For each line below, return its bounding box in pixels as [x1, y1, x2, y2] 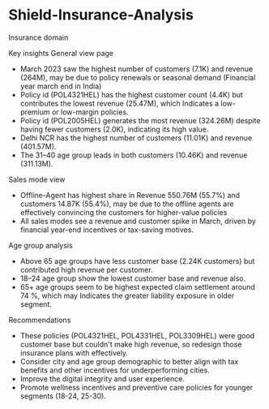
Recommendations [8, 315, 71, 325]
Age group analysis [8, 240, 73, 250]
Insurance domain [8, 32, 69, 42]
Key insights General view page [8, 48, 114, 58]
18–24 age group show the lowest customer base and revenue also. [19, 273, 246, 283]
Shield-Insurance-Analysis [8, 6, 194, 24]
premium [19, 107, 50, 117]
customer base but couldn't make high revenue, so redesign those [19, 339, 242, 349]
